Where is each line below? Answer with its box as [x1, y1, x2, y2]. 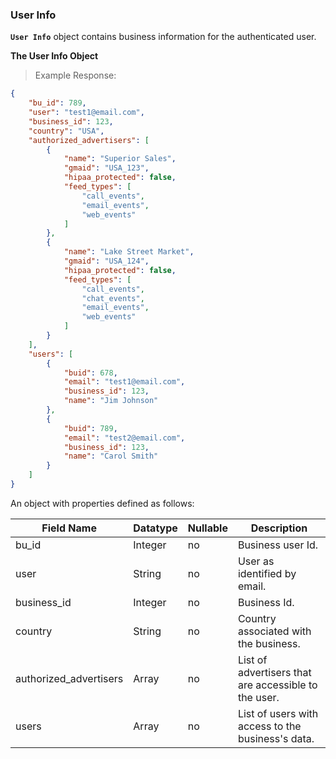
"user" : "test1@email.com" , [28, 108, 145, 118]
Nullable [187, 521, 228, 535]
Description [250, 521, 308, 535]
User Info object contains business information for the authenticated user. [10, 31, 317, 43]
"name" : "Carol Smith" [63, 451, 159, 462]
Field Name [41, 521, 97, 535]
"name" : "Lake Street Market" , [63, 247, 195, 257]
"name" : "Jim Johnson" [63, 396, 159, 406]
